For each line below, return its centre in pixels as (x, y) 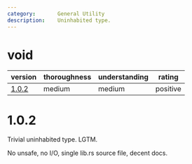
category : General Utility (56, 14)
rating (168, 77)
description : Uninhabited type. (59, 20)
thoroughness (67, 77)
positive (169, 89)
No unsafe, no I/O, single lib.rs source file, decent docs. (88, 153)
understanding (123, 77)
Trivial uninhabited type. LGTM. (53, 139)
